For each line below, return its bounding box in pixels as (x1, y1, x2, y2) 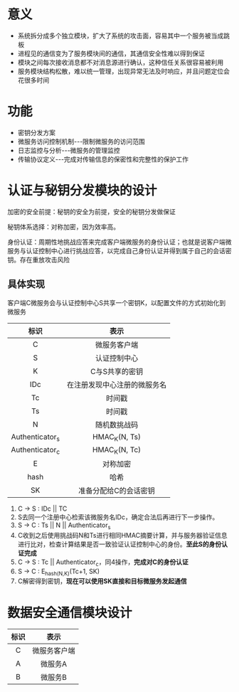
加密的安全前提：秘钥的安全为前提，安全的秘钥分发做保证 (7, 207, 176, 215)
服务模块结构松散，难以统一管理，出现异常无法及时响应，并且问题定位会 (17, 67, 230, 75)
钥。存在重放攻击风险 (7, 255, 70, 264)
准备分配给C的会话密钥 (78, 486, 155, 495)
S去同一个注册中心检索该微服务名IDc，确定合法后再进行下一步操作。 (17, 513, 219, 521)
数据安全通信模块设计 (7, 605, 133, 621)
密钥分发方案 (17, 128, 55, 137)
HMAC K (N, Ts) (92, 432, 141, 443)
